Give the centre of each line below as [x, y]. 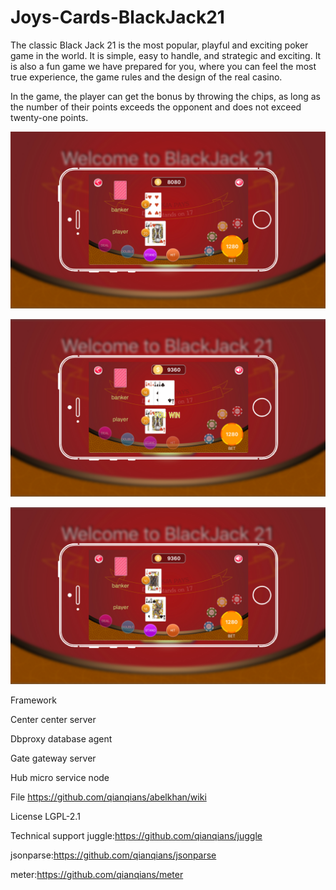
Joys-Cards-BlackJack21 [117, 17]
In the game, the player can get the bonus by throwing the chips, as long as [165, 96]
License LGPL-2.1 [45, 817]
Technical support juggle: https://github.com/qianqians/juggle [136, 836]
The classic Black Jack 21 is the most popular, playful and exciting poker [159, 45]
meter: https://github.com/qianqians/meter [97, 875]
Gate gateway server [53, 758]
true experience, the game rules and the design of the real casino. [146, 77]
